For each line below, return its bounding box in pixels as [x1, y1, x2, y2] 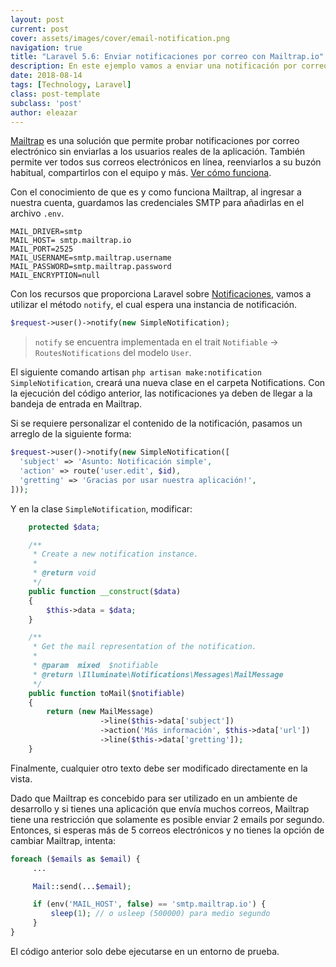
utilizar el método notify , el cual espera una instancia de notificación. [10, 299, 298, 311]
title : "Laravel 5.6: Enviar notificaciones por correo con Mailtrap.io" [10, 52, 325, 62]
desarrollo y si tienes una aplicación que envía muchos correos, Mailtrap [10, 802, 310, 815]
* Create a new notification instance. [32, 549, 199, 560]
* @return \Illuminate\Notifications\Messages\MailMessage [32, 669, 284, 680]
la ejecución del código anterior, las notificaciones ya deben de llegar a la [10, 387, 313, 400]
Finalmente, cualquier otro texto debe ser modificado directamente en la [10, 762, 308, 774]
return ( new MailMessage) [46, 707, 155, 717]
